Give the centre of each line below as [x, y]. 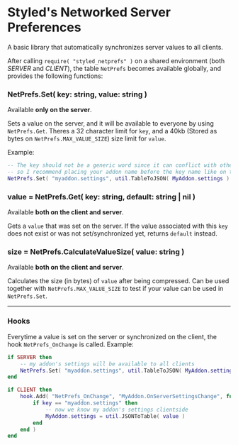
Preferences [44, 27]
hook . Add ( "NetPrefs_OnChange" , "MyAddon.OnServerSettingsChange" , [121, 397]
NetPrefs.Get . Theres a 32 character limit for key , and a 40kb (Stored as [112, 131]
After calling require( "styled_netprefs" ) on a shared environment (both [116, 60]
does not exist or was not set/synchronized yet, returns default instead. [112, 234]
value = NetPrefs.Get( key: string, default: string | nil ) [102, 197]
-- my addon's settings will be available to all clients [107, 364]
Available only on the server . [50, 110]
